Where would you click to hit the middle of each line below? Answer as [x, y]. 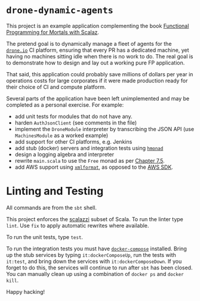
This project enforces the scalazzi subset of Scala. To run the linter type [95, 219]
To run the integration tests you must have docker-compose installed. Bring [96, 249]
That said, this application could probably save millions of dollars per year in [100, 74]
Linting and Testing [55, 191]
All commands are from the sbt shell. [52, 207]
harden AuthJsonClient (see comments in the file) [76, 122]
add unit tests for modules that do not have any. [73, 116]
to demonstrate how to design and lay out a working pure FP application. [96, 63]
